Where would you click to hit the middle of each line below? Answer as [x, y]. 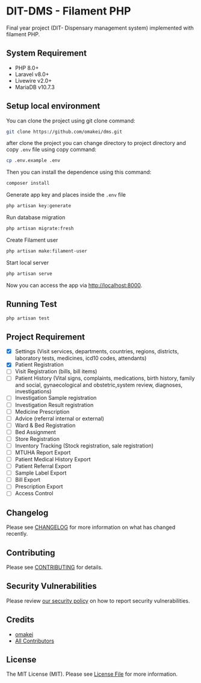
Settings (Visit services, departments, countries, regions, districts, [97, 351]
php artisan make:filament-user [47, 251]
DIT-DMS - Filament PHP [69, 11]
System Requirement [47, 53]
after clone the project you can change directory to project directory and [96, 143]
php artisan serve [29, 274]
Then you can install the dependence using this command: [79, 172]
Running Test [32, 304]
